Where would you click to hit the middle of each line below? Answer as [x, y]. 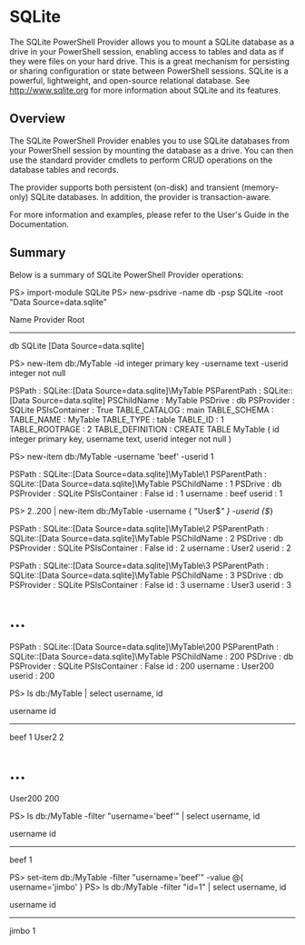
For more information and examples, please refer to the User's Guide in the [149, 214]
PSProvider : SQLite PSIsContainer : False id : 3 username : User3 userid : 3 [151, 584]
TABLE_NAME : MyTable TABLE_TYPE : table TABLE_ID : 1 [117, 419]
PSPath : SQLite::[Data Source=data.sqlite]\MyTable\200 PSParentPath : [144, 646]
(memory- [260, 187]
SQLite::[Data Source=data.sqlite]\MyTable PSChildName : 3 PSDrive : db [147, 575]
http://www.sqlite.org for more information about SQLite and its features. [145, 90]
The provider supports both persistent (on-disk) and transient [124, 187]
